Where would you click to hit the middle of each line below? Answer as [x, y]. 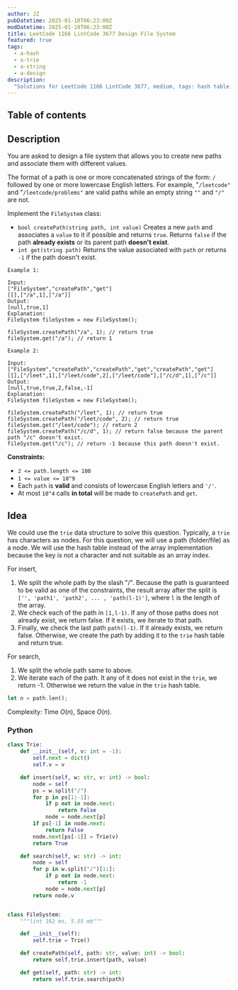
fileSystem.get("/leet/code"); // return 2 [73, 426]
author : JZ [23, 14]
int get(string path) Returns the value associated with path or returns [122, 250]
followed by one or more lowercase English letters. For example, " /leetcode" [119, 185]
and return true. [40, 643]
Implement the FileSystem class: [54, 214]
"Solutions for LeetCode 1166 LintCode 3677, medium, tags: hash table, [123, 86]
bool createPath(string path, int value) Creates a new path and [115, 227]
